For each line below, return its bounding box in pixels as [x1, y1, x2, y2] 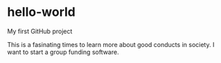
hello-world [7, 4, 76, 20]
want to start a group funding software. [7, 48, 119, 56]
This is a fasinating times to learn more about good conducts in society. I [7, 40, 215, 48]
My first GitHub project [7, 27, 73, 35]
